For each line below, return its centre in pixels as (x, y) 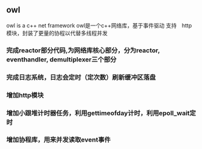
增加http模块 (25, 95)
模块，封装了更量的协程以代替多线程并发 (57, 33)
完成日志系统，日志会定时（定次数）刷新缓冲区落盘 (81, 77)
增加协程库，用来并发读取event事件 (58, 140)
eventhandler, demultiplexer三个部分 (61, 59)
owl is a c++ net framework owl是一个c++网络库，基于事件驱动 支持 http (99, 25)
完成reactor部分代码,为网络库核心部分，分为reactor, (83, 50)
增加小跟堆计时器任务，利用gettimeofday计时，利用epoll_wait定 (101, 113)
